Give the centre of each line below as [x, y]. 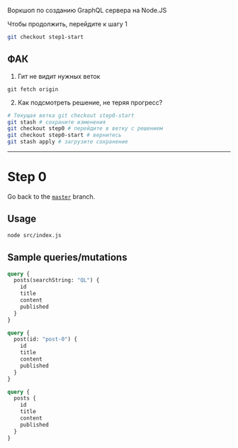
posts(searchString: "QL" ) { [57, 280]
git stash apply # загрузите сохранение [68, 142]
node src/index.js [34, 235]
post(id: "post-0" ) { [46, 339]
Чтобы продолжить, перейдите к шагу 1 [67, 24]
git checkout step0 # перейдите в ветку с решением [85, 129]
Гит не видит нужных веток [59, 76]
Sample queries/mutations [67, 257]
